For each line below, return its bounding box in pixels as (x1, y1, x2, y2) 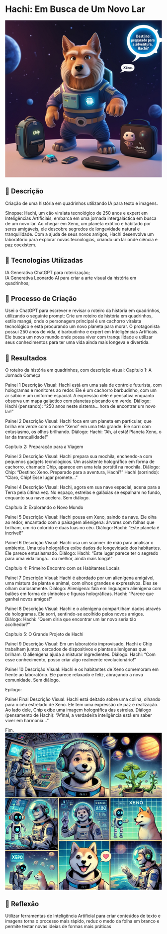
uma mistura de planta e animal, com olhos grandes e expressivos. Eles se (5, 580, 158, 586)
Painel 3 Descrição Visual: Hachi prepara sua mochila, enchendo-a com (5, 454, 153, 460)
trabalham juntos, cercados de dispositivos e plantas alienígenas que (5, 646, 147, 652)
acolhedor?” (5, 622, 30, 627)
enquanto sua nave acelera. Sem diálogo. (5, 495, 90, 501)
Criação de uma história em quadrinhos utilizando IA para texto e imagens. (5, 200, 158, 206)
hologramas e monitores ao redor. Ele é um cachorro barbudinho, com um (5, 387, 157, 393)
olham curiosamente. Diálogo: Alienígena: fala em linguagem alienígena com (5, 586, 162, 592)
